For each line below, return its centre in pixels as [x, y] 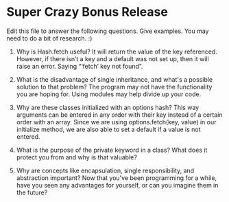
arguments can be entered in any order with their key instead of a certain [119, 115]
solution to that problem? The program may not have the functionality [114, 87]
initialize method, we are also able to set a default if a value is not [108, 129]
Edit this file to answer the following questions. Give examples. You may [108, 31]
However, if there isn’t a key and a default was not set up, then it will [113, 58]
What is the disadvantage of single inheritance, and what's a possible [114, 79]
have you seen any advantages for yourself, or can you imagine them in [117, 185]
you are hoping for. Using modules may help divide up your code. [109, 94]
